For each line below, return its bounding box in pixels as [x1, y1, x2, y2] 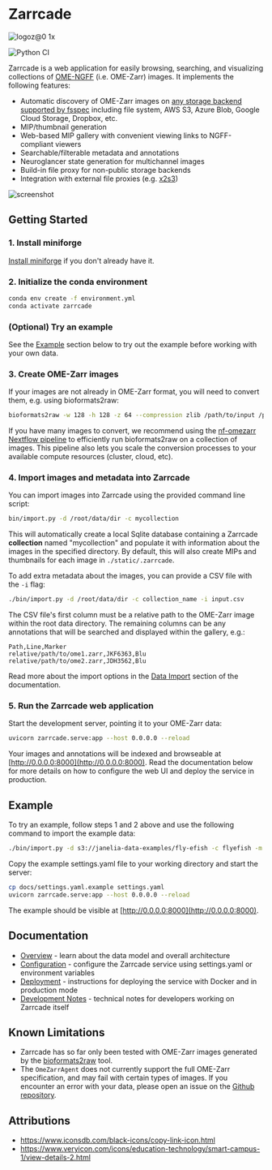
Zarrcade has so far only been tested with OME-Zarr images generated [19, 1047, 257, 1057]
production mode [19, 985, 79, 995]
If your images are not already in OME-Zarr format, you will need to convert [8, 387, 260, 397]
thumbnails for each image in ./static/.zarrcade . [8, 555, 175, 565]
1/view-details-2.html [19, 1153, 91, 1163]
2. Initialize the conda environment [8, 276, 148, 287]
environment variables [19, 967, 96, 978]
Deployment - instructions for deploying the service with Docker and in [19, 976, 257, 986]
